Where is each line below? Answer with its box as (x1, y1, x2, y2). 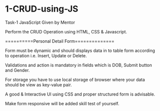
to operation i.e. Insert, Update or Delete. (5, 52, 87, 59)
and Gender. (5, 67, 30, 73)
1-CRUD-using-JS (5, 3, 79, 15)
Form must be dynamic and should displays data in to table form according (5, 48, 155, 53)
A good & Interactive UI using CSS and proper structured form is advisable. (5, 91, 156, 97)
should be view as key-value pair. (5, 81, 72, 88)
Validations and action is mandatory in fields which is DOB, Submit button (5, 62, 152, 68)
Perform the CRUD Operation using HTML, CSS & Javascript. (5, 29, 127, 34)
